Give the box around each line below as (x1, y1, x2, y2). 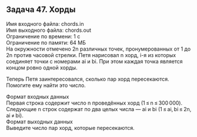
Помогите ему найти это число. (6, 82, 86, 89)
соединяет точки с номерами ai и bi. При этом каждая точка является (6, 58, 183, 65)
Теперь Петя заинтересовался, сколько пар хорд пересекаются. (6, 75, 169, 82)
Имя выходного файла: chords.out (6, 26, 92, 34)
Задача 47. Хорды (6, 5, 76, 15)
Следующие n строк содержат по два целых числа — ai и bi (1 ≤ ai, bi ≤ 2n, (6, 105, 192, 112)
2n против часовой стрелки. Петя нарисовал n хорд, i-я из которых (6, 51, 176, 58)
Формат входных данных (6, 93, 69, 100)
